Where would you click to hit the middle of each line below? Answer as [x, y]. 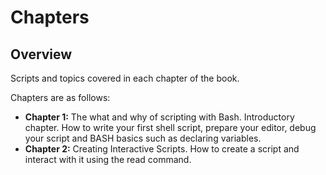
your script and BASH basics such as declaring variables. [143, 138]
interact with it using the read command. [108, 159]
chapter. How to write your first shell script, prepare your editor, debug [170, 127]
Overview [41, 54]
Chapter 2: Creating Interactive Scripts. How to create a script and [162, 149]
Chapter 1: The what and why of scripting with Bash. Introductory [159, 117]
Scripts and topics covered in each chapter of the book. [125, 78]
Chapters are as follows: [60, 97]
